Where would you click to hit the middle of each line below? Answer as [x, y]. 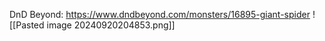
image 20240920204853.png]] [111, 25]
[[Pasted [27, 25]
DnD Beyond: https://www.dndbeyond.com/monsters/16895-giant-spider [160, 14]
